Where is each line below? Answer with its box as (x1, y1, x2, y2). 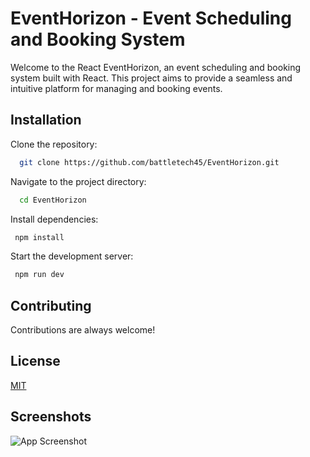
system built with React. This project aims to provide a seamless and (10, 72, 293, 84)
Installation (10, 112, 82, 129)
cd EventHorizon (19, 195, 87, 205)
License (10, 353, 61, 370)
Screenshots (10, 408, 92, 426)
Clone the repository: (10, 138, 98, 150)
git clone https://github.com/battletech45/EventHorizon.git (19, 157, 280, 167)
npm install (14, 232, 65, 242)
